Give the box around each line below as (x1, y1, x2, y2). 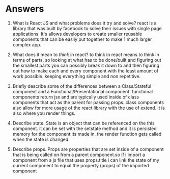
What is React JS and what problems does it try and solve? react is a (12, 20, 157, 26)
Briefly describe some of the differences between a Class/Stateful (12, 83, 152, 89)
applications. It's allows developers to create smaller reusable (12, 31, 143, 37)
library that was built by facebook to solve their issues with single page (12, 25, 162, 31)
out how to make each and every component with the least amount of (12, 67, 159, 74)
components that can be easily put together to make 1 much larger (12, 36, 152, 42)
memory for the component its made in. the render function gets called (12, 131, 162, 137)
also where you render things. (12, 110, 75, 116)
